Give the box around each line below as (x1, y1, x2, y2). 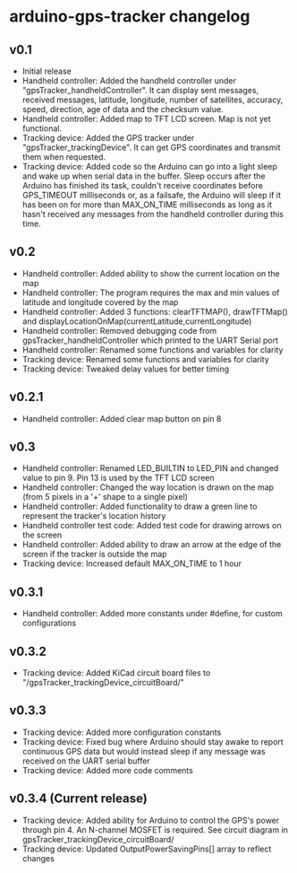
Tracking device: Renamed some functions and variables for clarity (21, 354, 270, 364)
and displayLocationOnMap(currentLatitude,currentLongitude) (21, 316, 252, 327)
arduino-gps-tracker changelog (9, 6, 250, 27)
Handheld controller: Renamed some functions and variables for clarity (21, 344, 284, 355)
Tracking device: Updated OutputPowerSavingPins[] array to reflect (21, 843, 272, 854)
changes (21, 852, 55, 863)
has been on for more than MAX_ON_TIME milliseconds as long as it (21, 199, 273, 210)
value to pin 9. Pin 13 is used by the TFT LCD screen (21, 473, 215, 484)
